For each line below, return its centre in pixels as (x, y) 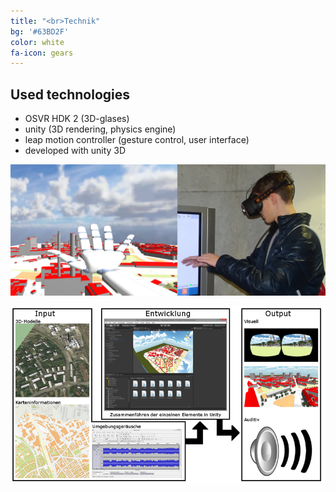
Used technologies (70, 94)
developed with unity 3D (75, 151)
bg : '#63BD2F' (40, 31)
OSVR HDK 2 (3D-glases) (77, 119)
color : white (37, 42)
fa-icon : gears (42, 53)
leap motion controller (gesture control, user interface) (137, 140)
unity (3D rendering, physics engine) (100, 129)
